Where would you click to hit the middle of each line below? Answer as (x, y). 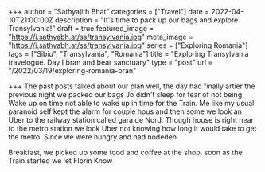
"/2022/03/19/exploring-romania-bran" (72, 70)
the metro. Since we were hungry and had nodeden (93, 137)
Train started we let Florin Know (60, 161)
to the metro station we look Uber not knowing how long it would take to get (132, 128)
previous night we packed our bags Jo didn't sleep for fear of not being (125, 94)
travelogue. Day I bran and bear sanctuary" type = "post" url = (111, 62)
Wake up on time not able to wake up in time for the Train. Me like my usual (131, 103)
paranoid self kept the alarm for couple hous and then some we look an (125, 111)
